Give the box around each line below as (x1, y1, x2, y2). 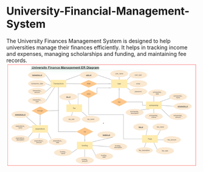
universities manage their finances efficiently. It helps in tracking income (6, 44, 188, 51)
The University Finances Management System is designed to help (6, 37, 171, 44)
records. (6, 57, 27, 64)
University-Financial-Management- (6, 4, 190, 18)
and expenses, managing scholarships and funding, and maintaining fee (6, 50, 187, 57)
